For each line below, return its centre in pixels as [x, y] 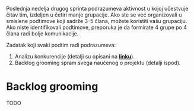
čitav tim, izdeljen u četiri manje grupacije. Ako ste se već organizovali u [94, 15]
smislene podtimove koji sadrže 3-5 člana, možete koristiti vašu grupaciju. [97, 21]
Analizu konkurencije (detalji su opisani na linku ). [75, 56]
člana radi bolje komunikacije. [42, 34]
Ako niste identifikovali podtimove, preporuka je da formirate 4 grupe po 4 [96, 27]
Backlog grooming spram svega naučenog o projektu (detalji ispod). [98, 63]
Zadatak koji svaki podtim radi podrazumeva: [61, 45]
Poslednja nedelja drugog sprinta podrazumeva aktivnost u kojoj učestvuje [97, 9]
